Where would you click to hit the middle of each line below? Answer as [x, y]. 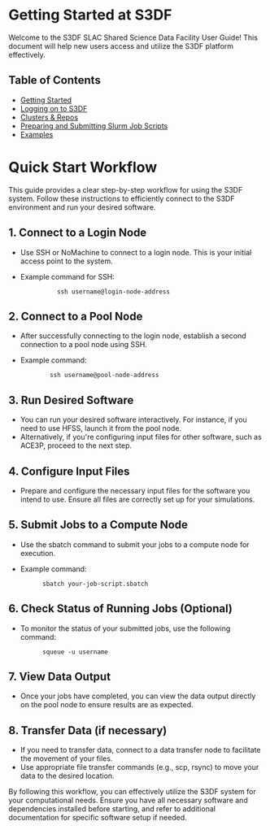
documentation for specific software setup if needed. [98, 818]
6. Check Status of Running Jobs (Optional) [121, 608]
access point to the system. [66, 261]
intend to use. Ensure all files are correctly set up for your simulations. [137, 499]
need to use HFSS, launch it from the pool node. [100, 428]
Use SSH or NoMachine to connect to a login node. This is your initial [136, 252]
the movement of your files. [66, 758]
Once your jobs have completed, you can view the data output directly [138, 696]
